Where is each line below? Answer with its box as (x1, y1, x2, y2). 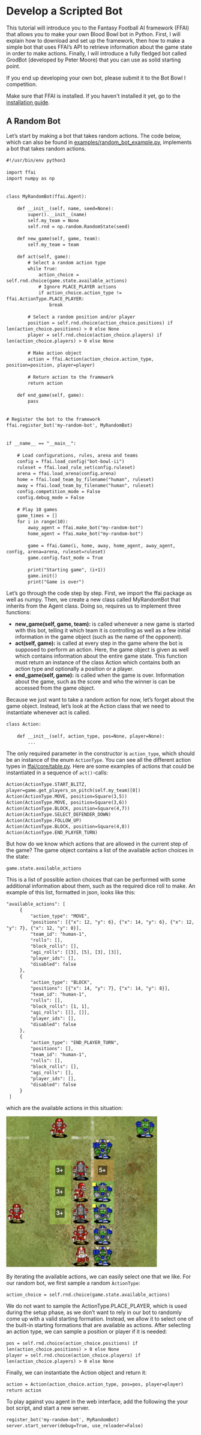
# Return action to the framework (28, 374, 114, 380)
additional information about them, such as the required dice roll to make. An (6, 882, 196, 889)
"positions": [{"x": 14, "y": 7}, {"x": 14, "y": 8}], (30, 985, 170, 991)
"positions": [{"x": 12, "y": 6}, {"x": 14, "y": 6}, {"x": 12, (30, 919, 195, 925)
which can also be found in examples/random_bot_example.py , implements (6, 139, 192, 146)
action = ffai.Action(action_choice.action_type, (28, 356, 154, 362)
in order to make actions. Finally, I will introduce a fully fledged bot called (6, 49, 187, 57)
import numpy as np (6, 175, 55, 181)
